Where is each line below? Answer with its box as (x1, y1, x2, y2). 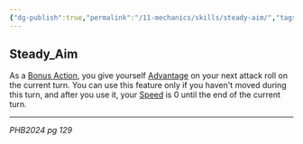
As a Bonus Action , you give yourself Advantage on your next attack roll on (9, 70, 289, 81)
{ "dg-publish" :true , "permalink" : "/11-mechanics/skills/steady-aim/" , (9, 13, 277, 22)
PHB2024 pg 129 (9, 125, 73, 136)
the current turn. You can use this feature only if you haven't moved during (9, 80, 287, 91)
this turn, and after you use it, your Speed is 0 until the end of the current (9, 89, 281, 100)
